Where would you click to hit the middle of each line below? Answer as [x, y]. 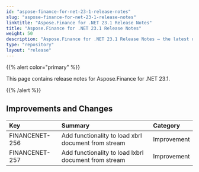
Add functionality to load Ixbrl [102, 152]
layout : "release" [29, 50]
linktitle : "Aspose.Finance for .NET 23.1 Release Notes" [79, 23]
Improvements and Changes [60, 109]
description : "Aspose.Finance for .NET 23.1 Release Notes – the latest [98, 39]
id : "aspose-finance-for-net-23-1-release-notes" [69, 12]
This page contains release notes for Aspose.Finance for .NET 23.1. [88, 78]
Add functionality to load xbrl [102, 135]
